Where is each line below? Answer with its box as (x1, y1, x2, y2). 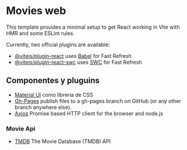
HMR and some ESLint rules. (6, 29, 75, 36)
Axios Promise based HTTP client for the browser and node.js (14, 110, 164, 117)
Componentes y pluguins (6, 76, 100, 86)
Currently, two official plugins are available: (6, 41, 110, 48)
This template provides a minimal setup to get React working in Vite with (6, 23, 180, 30)
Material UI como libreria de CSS (14, 91, 93, 98)
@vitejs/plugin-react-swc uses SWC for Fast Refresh (14, 59, 142, 66)
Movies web (6, 4, 66, 18)
